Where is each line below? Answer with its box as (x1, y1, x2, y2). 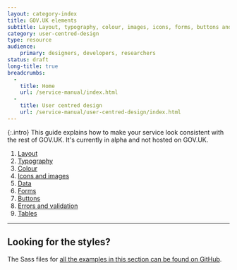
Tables (17, 209, 37, 217)
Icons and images (17, 171, 69, 180)
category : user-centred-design (7, 30, 99, 37)
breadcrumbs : (7, 69, 46, 76)
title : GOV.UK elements (7, 17, 78, 24)
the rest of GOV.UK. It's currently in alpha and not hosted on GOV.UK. (7, 135, 209, 144)
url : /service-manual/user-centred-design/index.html (20, 109, 181, 116)
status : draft (7, 56, 49, 63)
